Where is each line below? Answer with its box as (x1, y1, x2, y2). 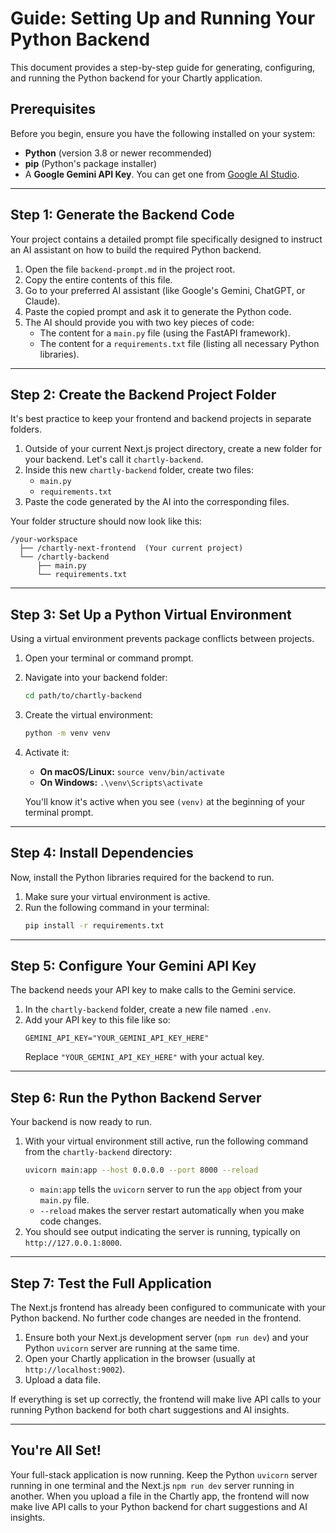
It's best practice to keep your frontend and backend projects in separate (10, 413, 312, 425)
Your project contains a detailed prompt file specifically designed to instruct (10, 233, 323, 245)
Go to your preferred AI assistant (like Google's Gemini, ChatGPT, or (24, 284, 306, 296)
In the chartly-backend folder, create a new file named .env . (24, 1003, 272, 1016)
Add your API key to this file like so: (24, 1014, 171, 1026)
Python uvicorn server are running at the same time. (24, 1342, 241, 1354)
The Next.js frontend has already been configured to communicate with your (10, 1301, 326, 1313)
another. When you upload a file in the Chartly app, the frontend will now (10, 1490, 310, 1502)
